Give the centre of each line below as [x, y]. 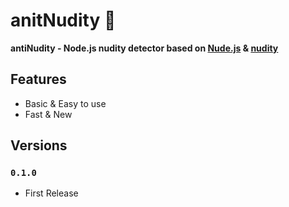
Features [38, 79]
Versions [39, 145]
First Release [51, 193]
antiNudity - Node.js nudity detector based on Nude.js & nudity [144, 48]
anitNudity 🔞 [63, 20]
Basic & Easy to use [65, 103]
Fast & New [48, 114]
